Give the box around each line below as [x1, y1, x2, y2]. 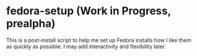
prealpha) [6, 17, 56, 30]
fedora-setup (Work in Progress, [6, 4, 171, 18]
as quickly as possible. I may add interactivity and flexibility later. [6, 43, 166, 50]
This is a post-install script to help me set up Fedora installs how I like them [6, 36, 192, 43]
